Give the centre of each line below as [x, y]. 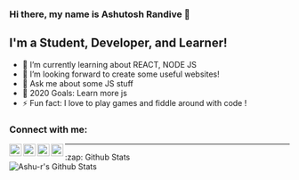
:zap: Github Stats [98, 157]
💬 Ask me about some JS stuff [77, 83]
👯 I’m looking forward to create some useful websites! [121, 74]
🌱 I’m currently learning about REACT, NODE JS [109, 64]
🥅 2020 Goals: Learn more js [74, 93]
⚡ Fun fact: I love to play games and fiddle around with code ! [134, 102]
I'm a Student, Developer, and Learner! [118, 43]
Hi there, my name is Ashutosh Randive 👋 [100, 14]
